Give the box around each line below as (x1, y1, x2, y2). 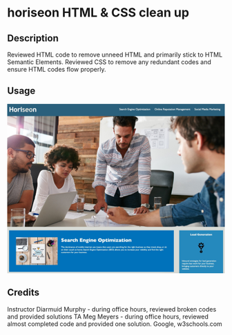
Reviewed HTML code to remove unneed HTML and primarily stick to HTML (7, 50, 223, 59)
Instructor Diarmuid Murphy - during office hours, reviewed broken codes (7, 305, 217, 313)
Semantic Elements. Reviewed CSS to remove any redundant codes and (7, 58, 212, 66)
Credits (7, 287, 40, 298)
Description (7, 32, 59, 44)
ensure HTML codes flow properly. (7, 65, 106, 73)
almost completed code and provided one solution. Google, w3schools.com (7, 319, 222, 328)
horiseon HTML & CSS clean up (7, 5, 190, 21)
